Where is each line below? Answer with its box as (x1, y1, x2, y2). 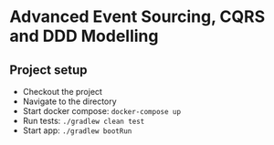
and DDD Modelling (9, 26, 159, 47)
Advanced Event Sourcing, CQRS (9, 6, 266, 27)
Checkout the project (22, 87, 103, 97)
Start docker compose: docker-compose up (22, 106, 181, 116)
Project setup (9, 62, 89, 78)
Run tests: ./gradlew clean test (22, 116, 145, 126)
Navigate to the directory (22, 96, 117, 107)
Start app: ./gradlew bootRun (22, 125, 132, 136)
